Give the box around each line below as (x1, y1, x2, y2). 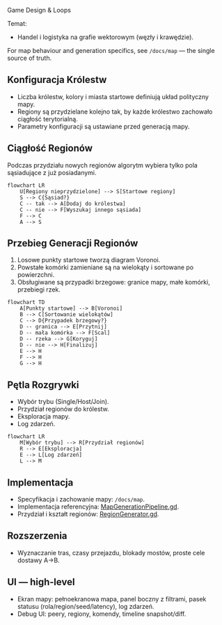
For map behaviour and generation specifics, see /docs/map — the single (7, 47, 215, 54)
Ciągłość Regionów (7, 142, 93, 154)
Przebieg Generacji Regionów (7, 237, 138, 250)
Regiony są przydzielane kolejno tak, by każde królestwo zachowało (17, 107, 213, 116)
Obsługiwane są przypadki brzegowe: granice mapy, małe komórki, (17, 278, 210, 287)
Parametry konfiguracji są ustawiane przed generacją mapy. (17, 122, 190, 130)
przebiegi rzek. (17, 285, 61, 294)
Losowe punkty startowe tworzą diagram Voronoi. (17, 256, 161, 264)
